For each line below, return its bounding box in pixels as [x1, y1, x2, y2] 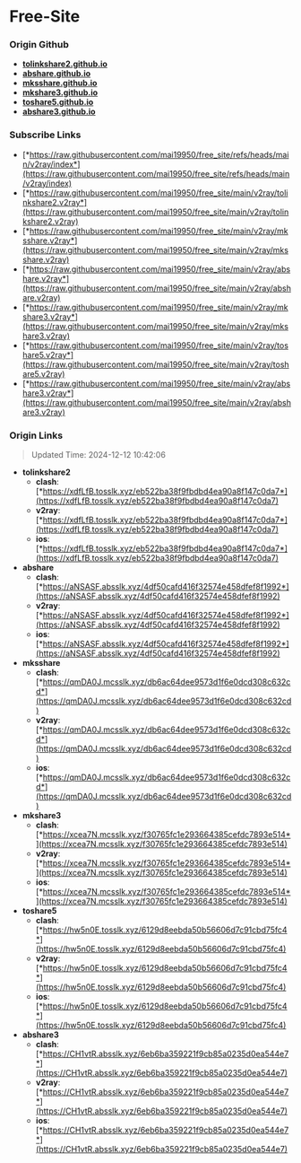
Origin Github [9, 39, 70, 51]
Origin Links [9, 429, 64, 442]
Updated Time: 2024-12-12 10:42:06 [30, 450, 166, 460]
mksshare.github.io [21, 78, 98, 89]
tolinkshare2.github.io [21, 58, 107, 69]
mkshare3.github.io [21, 87, 99, 98]
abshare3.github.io [21, 106, 96, 118]
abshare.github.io [21, 68, 91, 79]
